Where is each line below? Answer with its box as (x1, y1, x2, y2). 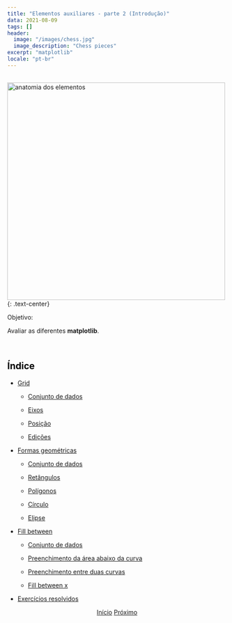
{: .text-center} (7, 299, 50, 308)
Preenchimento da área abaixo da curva (27, 554, 143, 562)
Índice (7, 360, 35, 372)
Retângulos (27, 473, 61, 481)
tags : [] (7, 23, 33, 30)
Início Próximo (96, 608, 138, 616)
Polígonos (27, 487, 57, 495)
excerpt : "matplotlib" (7, 49, 73, 56)
